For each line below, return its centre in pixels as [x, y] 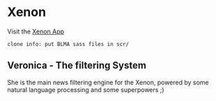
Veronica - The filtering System [77, 66]
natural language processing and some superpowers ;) [86, 90]
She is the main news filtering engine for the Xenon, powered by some [108, 82]
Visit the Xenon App [36, 31]
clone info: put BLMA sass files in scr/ [68, 44]
